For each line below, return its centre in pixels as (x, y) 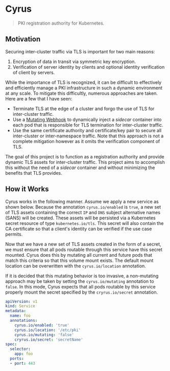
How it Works (27, 189)
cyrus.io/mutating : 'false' (44, 335)
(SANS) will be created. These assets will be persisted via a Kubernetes (80, 218)
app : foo (24, 354)
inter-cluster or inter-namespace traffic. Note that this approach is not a (88, 136)
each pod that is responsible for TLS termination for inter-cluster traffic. (88, 125)
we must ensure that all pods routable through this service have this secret (84, 250)
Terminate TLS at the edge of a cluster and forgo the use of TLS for (83, 109)
